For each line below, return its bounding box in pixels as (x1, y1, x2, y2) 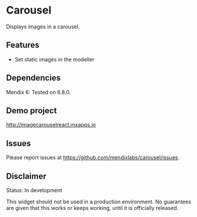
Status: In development (6, 187, 63, 193)
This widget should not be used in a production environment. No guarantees (6, 198, 192, 205)
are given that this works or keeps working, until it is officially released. (6, 205, 179, 211)
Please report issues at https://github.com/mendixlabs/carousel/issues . (6, 154, 180, 161)
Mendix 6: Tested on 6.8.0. (6, 88, 71, 96)
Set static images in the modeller (14, 55, 95, 63)
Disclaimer (6, 171, 47, 181)
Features (6, 40, 40, 50)
